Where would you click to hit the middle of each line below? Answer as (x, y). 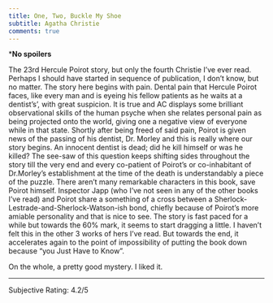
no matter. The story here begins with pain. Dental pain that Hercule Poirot (133, 87)
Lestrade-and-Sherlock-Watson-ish (68, 208)
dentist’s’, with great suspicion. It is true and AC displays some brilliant (126, 104)
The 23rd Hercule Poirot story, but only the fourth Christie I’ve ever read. (130, 70)
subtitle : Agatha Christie (54, 24)
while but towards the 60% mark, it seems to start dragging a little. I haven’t (135, 225)
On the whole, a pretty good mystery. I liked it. (86, 267)
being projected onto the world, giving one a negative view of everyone (128, 122)
